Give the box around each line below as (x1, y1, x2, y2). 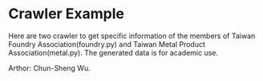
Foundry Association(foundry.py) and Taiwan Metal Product (8, 39, 206, 48)
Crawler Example (8, 5, 125, 23)
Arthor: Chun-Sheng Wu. (8, 63, 91, 72)
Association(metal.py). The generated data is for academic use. (8, 48, 219, 57)
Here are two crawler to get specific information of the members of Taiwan (8, 31, 256, 40)
